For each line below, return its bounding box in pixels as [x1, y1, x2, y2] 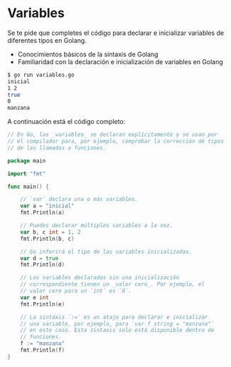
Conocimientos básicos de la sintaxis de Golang [17, 50, 159, 58]
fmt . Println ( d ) [20, 262, 65, 269]
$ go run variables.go [7, 71, 75, 78]
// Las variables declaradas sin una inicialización [20, 274, 180, 281]
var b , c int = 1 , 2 [20, 228, 81, 236]
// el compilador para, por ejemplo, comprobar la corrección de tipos [7, 138, 224, 145]
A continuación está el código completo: [7, 118, 126, 126]
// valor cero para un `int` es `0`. [20, 287, 132, 295]
